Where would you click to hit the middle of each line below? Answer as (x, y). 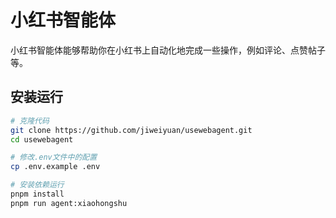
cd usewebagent (42, 139)
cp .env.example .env (55, 167)
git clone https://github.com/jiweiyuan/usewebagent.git (131, 130)
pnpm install (37, 194)
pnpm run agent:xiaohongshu (69, 203)
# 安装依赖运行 (37, 185)
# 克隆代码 (30, 121)
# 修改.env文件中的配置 (54, 157)
